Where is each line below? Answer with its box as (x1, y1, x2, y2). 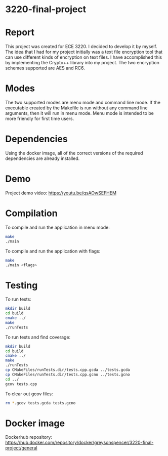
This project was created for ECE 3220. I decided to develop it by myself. (5, 44, 158, 50)
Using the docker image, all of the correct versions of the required (5, 150, 143, 156)
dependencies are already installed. (5, 155, 80, 161)
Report (5, 27, 34, 38)
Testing (5, 279, 38, 291)
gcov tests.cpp (5, 381, 37, 387)
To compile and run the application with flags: (5, 248, 101, 254)
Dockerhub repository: (5, 434, 52, 440)
